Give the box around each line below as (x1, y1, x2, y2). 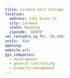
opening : (5, 43, 23, 48)
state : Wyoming (9, 25, 40, 30)
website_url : (5, 47, 31, 52)
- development (9, 57, 38, 62)
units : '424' (5, 39, 31, 44)
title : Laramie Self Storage (5, 7, 64, 12)
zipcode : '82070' (9, 30, 44, 34)
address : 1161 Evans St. (9, 16, 59, 21)
